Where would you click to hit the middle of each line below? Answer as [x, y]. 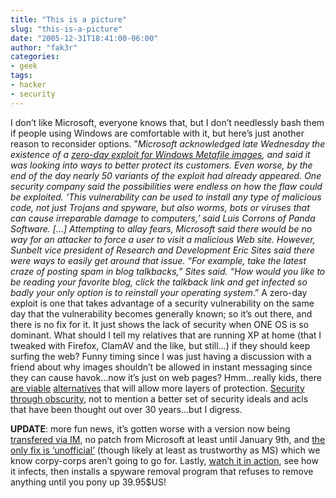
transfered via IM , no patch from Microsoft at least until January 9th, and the [168, 439]
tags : [21, 76]
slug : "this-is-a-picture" [66, 29]
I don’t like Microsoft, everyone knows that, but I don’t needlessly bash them [167, 122]
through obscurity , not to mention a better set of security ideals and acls [159, 398]
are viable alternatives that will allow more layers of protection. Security [157, 388]
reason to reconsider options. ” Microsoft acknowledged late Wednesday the [168, 143]
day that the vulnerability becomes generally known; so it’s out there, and [161, 313]
